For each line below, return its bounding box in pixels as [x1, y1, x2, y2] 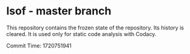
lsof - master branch [6, 4, 112, 18]
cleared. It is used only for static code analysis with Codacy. [6, 30, 157, 37]
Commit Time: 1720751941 [6, 42, 72, 49]
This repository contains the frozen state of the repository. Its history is [6, 24, 184, 31]
